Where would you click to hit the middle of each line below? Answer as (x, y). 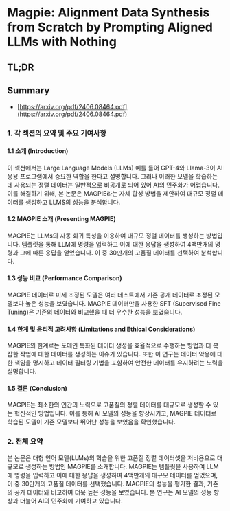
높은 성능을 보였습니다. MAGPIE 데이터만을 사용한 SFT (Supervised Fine (123, 303)
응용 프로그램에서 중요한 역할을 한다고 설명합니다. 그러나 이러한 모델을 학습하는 (113, 176)
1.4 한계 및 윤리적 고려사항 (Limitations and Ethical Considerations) (101, 329)
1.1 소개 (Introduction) (38, 151)
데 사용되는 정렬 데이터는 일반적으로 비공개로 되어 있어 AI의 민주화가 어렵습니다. (113, 185)
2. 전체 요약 (25, 442)
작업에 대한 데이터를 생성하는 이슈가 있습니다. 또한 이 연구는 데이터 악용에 (118, 354)
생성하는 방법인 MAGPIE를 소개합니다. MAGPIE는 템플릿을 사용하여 (115, 466)
